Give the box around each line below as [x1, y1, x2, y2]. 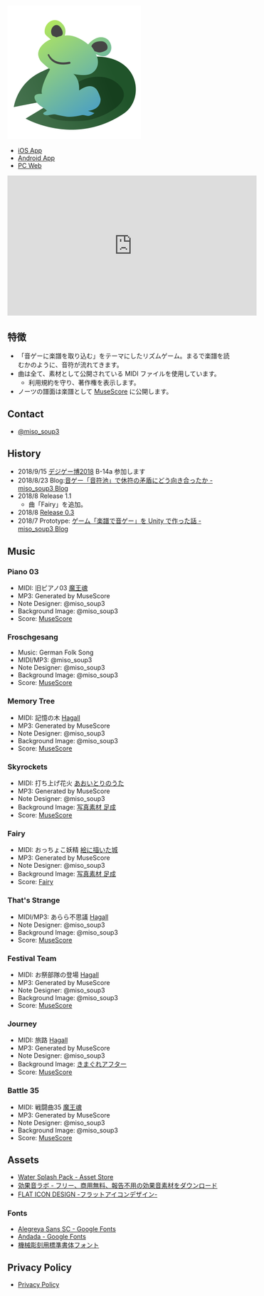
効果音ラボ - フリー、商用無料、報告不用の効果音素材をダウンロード [17, 1181, 218, 1190]
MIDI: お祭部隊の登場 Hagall [17, 970, 100, 979]
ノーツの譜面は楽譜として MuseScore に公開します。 [17, 387, 173, 395]
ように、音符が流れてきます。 [36, 360, 123, 368]
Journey [7, 1019, 38, 1029]
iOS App [17, 147, 43, 154]
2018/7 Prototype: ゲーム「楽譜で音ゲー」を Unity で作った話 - [17, 516, 201, 525]
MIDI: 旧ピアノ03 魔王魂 [17, 584, 88, 593]
